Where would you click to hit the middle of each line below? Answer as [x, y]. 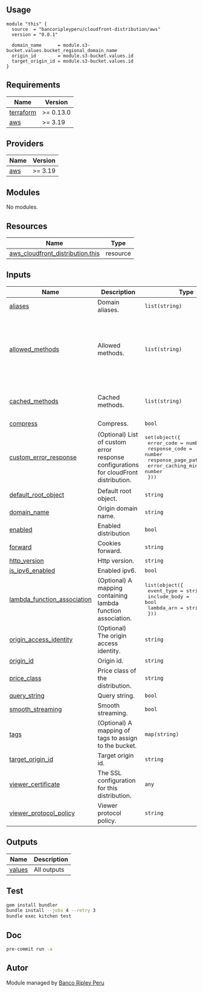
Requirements [33, 85]
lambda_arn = [166, 608]
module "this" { [27, 24]
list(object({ [164, 585]
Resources [27, 226]
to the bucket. [117, 745]
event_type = [166, 591]
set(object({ [163, 437]
